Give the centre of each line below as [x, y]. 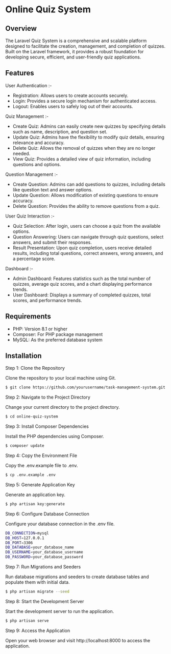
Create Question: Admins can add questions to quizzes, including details [89, 184]
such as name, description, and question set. [60, 131]
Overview [21, 28]
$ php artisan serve [27, 621]
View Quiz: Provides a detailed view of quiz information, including [82, 159]
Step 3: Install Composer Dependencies [47, 426]
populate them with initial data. [38, 582]
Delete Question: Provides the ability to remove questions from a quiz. [86, 206]
